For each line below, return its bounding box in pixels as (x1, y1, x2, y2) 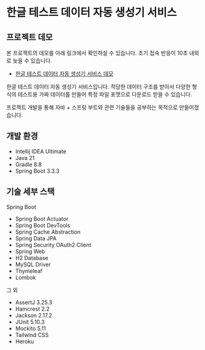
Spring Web (15, 248, 45, 255)
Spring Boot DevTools (15, 221, 70, 229)
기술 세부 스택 (6, 186, 55, 197)
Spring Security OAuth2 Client (15, 241, 92, 248)
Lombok (15, 273, 37, 281)
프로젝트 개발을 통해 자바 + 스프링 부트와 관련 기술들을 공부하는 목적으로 (6, 104, 178, 111)
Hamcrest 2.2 (15, 305, 50, 313)
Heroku (15, 338, 34, 345)
